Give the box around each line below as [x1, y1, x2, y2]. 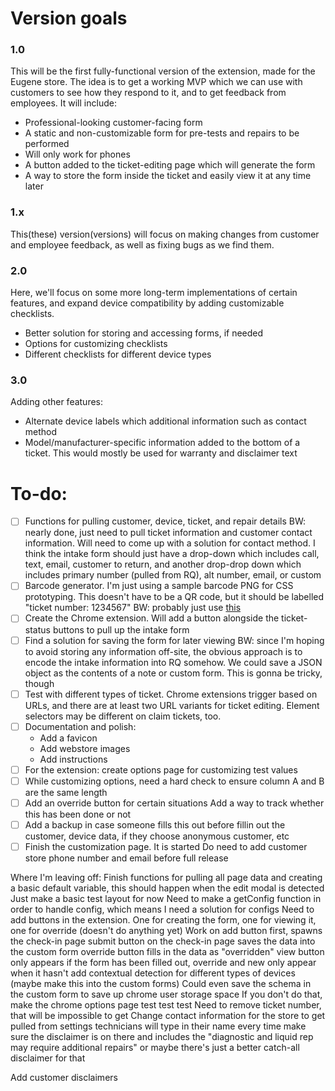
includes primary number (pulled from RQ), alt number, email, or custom [24, 569, 322, 581]
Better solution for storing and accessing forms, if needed [24, 327, 264, 339]
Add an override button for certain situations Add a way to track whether [24, 797, 325, 809]
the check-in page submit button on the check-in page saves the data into [10, 935, 316, 947]
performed [24, 138, 70, 150]
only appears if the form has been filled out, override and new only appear [10, 957, 317, 968]
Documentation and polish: [24, 720, 137, 732]
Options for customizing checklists [24, 338, 168, 350]
